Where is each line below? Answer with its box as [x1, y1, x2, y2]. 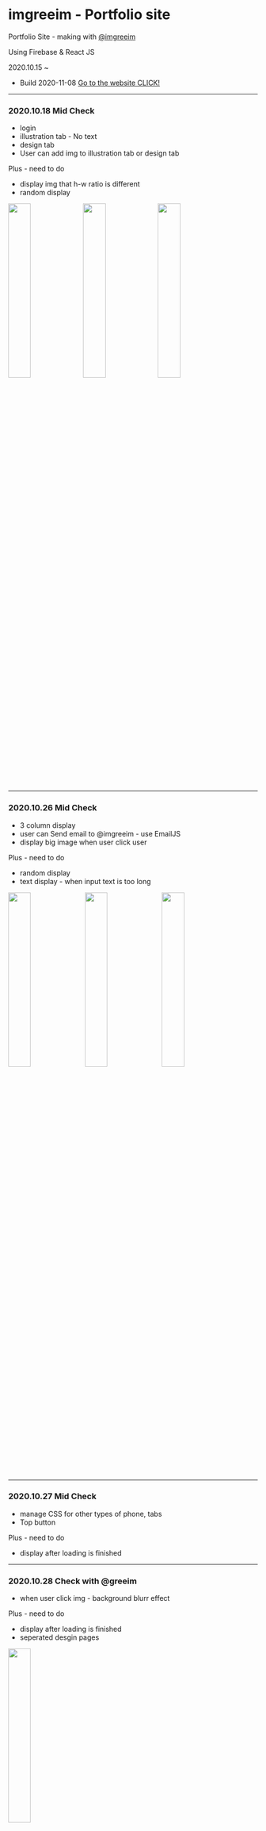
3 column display [19, 820, 76, 830]
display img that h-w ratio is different [19, 179, 140, 189]
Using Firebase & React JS [8, 47, 95, 56]
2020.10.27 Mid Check [8, 1491, 97, 1502]
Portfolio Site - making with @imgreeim [8, 32, 136, 41]
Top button [19, 1517, 56, 1527]
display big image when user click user [19, 837, 147, 847]
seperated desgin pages [19, 1633, 100, 1642]
